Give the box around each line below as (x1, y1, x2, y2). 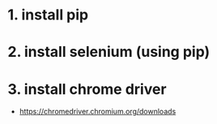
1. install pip (7, 6, 89, 24)
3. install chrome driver (7, 79, 167, 98)
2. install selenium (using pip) (7, 43, 211, 62)
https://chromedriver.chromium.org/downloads (19, 107, 177, 117)
